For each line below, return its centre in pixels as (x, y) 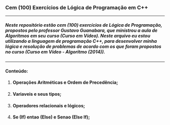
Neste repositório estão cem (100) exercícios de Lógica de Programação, (84, 25)
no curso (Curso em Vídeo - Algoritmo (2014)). (55, 51)
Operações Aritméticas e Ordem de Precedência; (65, 83)
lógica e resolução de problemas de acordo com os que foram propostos (83, 46)
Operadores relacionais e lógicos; (49, 105)
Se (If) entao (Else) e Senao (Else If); (51, 117)
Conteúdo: (17, 71)
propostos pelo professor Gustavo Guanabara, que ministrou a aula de (81, 30)
